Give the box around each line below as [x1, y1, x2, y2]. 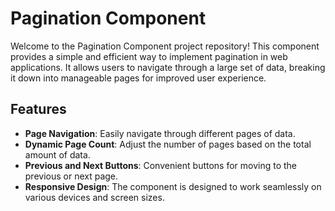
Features [10, 101, 67, 118]
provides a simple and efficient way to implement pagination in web [10, 50, 288, 62]
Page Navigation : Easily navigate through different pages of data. [24, 127, 296, 139]
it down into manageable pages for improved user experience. [10, 72, 267, 84]
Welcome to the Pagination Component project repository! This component [10, 40, 320, 52]
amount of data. [24, 148, 91, 161]
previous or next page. [24, 170, 119, 182]
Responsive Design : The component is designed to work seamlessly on [24, 180, 322, 192]
